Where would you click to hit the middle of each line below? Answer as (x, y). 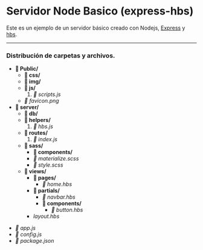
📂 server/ (27, 107)
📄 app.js (25, 228)
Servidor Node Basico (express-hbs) (100, 11)
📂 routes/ (36, 133)
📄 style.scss (48, 165)
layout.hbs (46, 216)
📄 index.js (45, 139)
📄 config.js (28, 234)
